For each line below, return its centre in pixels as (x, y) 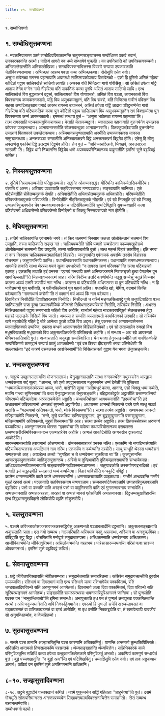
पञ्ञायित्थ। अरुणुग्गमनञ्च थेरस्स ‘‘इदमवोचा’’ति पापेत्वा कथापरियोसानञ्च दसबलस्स (69, 426)
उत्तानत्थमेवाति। (17, 703)
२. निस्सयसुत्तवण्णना (28, 171)
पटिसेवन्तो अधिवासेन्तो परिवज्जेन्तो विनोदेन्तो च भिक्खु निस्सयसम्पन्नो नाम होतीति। (67, 211)
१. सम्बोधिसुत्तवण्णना (28, 44)
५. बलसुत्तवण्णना (24, 514)
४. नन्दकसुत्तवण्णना (27, 365)
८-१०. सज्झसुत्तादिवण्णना (35, 680)
